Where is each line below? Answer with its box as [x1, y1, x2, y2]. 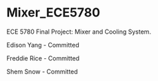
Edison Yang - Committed [6, 40, 80, 49]
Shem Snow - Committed [6, 67, 79, 76]
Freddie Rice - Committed [6, 54, 80, 62]
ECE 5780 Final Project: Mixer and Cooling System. [6, 27, 152, 36]
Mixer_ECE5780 [6, 5, 101, 21]
